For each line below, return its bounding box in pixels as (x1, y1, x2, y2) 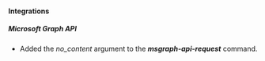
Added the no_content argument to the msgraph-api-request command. (19, 44, 258, 53)
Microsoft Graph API (8, 24, 78, 34)
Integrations (8, 6, 50, 16)
